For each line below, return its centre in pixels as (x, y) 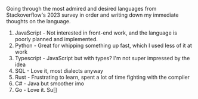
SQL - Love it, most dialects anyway (59, 71)
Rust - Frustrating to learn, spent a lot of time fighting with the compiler (102, 77)
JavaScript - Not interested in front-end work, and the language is (96, 33)
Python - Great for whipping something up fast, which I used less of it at (103, 45)
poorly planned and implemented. (56, 39)
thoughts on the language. (38, 21)
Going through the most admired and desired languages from (81, 9)
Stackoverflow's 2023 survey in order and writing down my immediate (92, 15)
